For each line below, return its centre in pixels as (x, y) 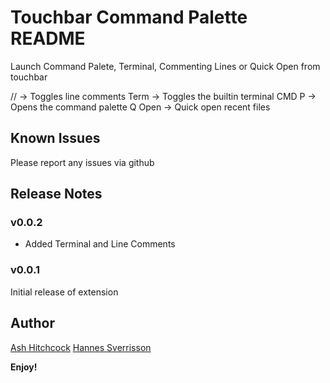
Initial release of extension (64, 292)
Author (32, 323)
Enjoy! (24, 367)
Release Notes (56, 194)
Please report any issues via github (82, 162)
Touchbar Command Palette (129, 17)
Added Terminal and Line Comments (100, 244)
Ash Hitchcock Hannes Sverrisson (81, 347)
